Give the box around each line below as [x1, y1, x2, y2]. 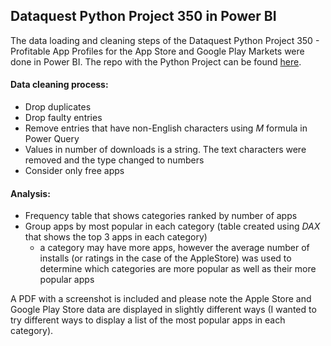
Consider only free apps [24, 165, 125, 177]
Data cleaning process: [10, 79, 109, 91]
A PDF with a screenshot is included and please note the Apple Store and [10, 293, 312, 305]
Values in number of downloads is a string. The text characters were [24, 144, 307, 156]
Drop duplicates [24, 101, 92, 113]
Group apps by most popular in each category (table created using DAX [24, 220, 321, 233]
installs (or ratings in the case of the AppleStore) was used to [39, 252, 292, 264]
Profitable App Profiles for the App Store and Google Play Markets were [10, 45, 305, 57]
